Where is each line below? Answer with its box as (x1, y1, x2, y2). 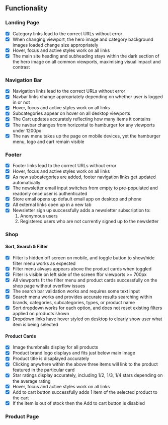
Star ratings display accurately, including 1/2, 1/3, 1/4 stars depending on (12, 372, 163, 378)
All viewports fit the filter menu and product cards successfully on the (12, 277, 157, 283)
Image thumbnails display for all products (12, 344, 98, 350)
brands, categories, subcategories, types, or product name (12, 299, 135, 305)
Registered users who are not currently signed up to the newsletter (20, 219, 159, 225)
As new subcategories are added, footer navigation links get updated (12, 174, 156, 180)
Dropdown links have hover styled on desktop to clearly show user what (12, 316, 162, 322)
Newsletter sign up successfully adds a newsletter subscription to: (12, 207, 151, 214)
